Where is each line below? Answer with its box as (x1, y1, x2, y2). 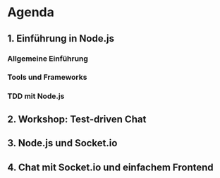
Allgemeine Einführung (7, 54, 88, 64)
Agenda (7, 4, 54, 20)
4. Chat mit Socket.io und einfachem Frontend (7, 161, 214, 173)
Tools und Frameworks (7, 72, 87, 82)
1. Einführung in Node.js (7, 32, 115, 44)
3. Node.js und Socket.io (7, 137, 118, 149)
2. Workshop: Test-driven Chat (7, 113, 147, 125)
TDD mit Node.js (7, 91, 65, 101)
